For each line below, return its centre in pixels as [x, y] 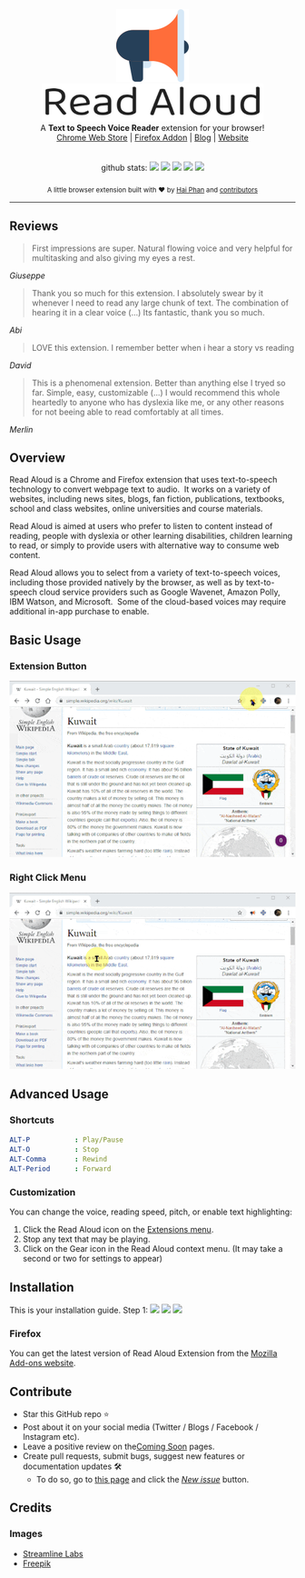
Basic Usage [45, 640]
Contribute [41, 1391]
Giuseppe [27, 275]
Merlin [21, 429]
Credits [31, 1508]
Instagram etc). [51, 1437]
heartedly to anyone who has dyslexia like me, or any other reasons [157, 402]
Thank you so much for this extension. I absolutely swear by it [148, 293]
